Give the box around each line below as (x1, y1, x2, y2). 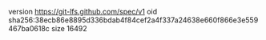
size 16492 (51, 24, 88, 33)
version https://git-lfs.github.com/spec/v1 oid (8, 7, 158, 16)
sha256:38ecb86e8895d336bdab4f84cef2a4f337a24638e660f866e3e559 (8, 15, 259, 25)
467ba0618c (8, 24, 50, 33)
